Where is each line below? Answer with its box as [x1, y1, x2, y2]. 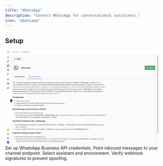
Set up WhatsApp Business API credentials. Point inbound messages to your [5, 145, 158, 151]
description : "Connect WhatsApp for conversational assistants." [5, 13, 140, 18]
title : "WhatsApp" [5, 8, 42, 13]
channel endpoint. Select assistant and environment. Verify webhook [5, 150, 143, 156]
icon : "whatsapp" [5, 18, 40, 23]
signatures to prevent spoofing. [5, 155, 68, 161]
